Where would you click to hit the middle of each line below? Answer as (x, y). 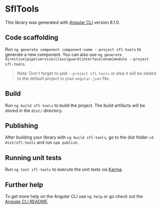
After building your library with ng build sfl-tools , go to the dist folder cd (79, 137)
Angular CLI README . (27, 201)
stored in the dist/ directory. (34, 111)
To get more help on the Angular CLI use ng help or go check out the (74, 196)
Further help (24, 185)
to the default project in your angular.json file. (63, 78)
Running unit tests (33, 158)
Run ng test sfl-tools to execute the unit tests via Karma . (64, 169)
